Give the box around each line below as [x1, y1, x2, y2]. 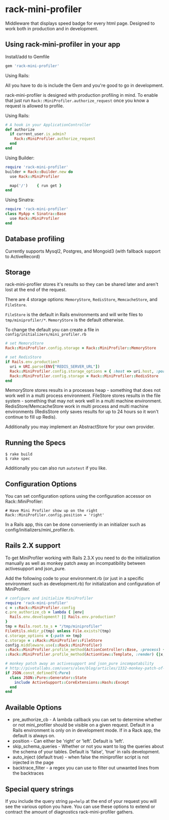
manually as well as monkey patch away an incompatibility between [5, 560, 146, 566]
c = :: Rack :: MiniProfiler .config [5, 605, 75, 610]
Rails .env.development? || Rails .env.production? [10, 614, 116, 620]
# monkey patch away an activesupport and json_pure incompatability [5, 661, 154, 666]
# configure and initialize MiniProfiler [5, 596, 94, 601]
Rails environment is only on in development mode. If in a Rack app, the [12, 727, 161, 733]
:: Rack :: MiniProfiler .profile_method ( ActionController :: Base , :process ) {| [5, 647, 167, 653]
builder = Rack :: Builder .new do [5, 169, 73, 174]
